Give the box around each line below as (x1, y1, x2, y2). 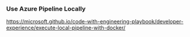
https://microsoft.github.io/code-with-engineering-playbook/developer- (6, 18, 184, 25)
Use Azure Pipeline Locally (6, 5, 86, 13)
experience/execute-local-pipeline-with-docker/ (6, 24, 126, 31)
